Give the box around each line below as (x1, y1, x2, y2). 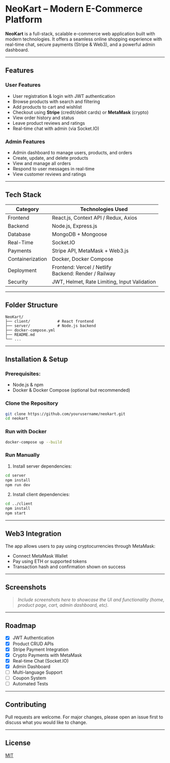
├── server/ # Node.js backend (5, 323, 96, 328)
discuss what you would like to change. (5, 719, 88, 725)
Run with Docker (5, 428, 47, 435)
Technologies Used (80, 205, 128, 213)
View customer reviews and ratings (12, 171, 87, 177)
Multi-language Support (12, 669, 63, 675)
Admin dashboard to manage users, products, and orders (12, 149, 133, 155)
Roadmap (5, 621, 36, 630)
